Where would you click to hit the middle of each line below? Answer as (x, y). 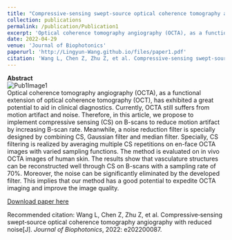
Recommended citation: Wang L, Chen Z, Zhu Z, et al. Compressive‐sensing (115, 214)
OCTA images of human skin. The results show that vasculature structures (113, 159)
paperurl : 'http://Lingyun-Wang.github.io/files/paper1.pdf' (97, 52)
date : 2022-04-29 (32, 39)
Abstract (20, 78)
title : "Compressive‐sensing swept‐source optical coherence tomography (114, 13)
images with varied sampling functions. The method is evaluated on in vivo (113, 151)
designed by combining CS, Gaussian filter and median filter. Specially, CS (113, 137)
